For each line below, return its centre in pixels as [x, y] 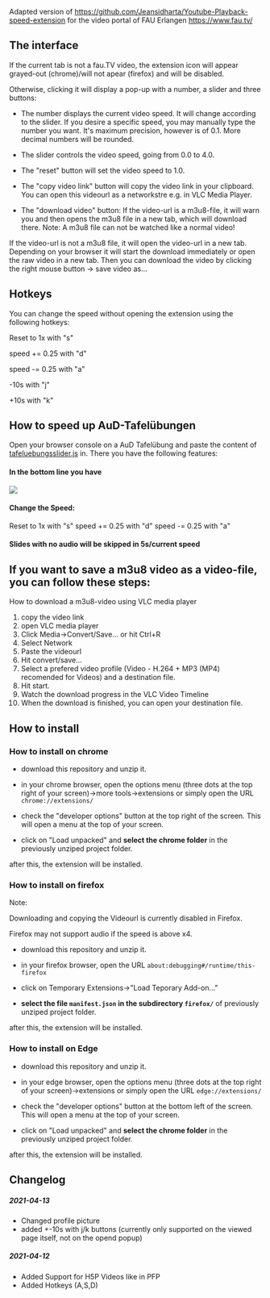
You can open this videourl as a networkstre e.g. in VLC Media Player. [136, 194]
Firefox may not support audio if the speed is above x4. [101, 934]
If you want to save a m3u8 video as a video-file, [133, 569]
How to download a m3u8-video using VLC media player [103, 602]
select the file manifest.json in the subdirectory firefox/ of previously [140, 1004]
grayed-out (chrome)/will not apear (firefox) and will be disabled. [117, 73]
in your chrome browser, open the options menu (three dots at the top [137, 784]
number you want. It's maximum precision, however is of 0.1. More [131, 130]
